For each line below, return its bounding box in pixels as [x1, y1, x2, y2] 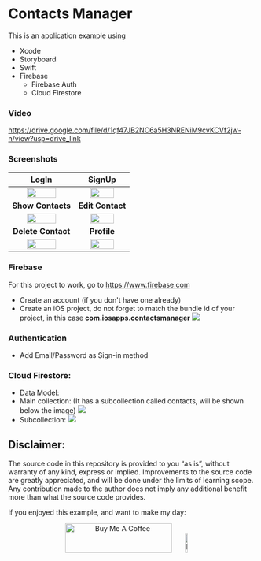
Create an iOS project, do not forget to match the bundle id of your [19, 303, 236, 313]
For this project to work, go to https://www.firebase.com [8, 280, 190, 289]
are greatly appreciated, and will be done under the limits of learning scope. [8, 476, 254, 485]
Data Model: [19, 388, 60, 398]
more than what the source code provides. [8, 492, 146, 502]
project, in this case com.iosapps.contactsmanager [19, 313, 190, 322]
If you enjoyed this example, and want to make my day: [8, 507, 186, 517]
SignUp [87, 174, 116, 185]
